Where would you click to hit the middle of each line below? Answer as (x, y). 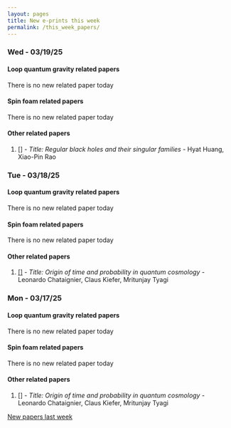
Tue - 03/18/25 (34, 175)
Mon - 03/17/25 (35, 298)
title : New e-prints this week (54, 21)
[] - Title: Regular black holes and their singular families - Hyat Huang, (121, 149)
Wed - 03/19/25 (35, 52)
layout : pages (28, 14)
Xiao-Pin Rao (37, 157)
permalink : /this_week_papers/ (54, 27)
